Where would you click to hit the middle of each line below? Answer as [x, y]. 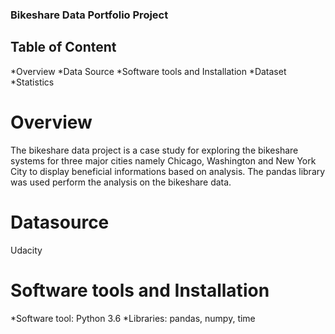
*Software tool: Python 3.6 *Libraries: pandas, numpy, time [133, 318]
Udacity [26, 250]
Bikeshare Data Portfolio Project [89, 15]
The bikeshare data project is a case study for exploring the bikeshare [154, 150]
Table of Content [63, 47]
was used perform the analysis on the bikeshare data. [121, 182]
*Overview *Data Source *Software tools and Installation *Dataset [148, 71]
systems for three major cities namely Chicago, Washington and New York [163, 160]
